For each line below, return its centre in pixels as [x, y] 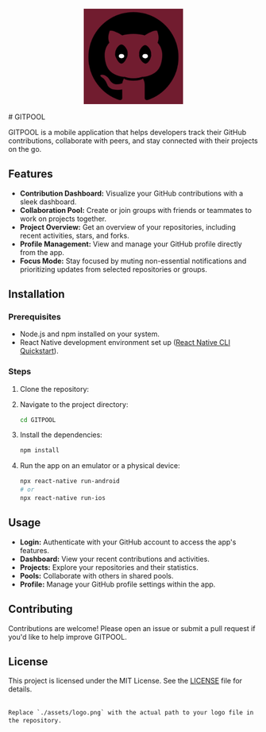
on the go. [25, 149]
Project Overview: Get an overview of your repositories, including [128, 227]
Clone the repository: [54, 389]
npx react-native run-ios [62, 498]
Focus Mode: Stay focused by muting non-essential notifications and [133, 261]
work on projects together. [63, 219]
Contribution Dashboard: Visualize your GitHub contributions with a [131, 193]
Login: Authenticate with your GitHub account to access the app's [128, 542]
